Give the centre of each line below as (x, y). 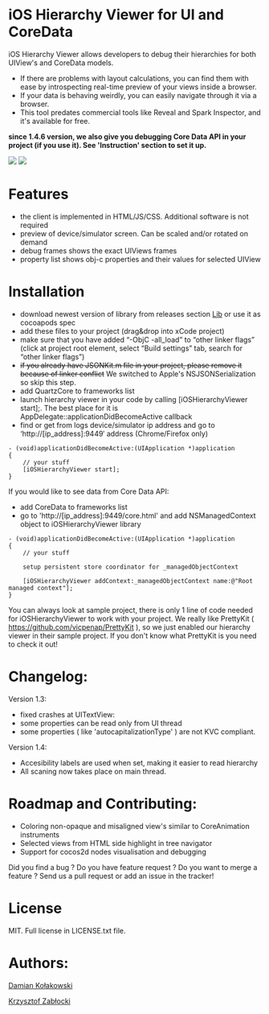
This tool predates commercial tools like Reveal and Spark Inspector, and (140, 112)
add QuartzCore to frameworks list (77, 391)
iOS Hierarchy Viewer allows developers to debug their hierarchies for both (132, 54)
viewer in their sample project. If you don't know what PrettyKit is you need (132, 635)
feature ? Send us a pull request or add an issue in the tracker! (111, 876)
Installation (47, 292)
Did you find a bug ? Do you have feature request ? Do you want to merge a (133, 867)
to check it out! (33, 644)
